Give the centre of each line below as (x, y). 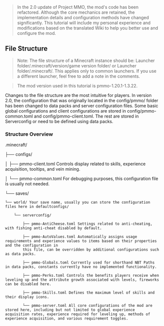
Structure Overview (29, 134)
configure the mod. (37, 33)
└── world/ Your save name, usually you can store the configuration (78, 203)
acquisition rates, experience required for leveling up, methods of (78, 314)
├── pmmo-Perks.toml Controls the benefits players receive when (91, 276)
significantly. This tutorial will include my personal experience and (84, 23)
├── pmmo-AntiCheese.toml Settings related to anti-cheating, (88, 224)
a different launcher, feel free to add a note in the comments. (79, 76)
